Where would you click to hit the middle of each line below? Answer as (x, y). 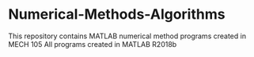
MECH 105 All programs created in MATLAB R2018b (93, 44)
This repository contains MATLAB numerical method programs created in (127, 36)
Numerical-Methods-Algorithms (117, 14)
